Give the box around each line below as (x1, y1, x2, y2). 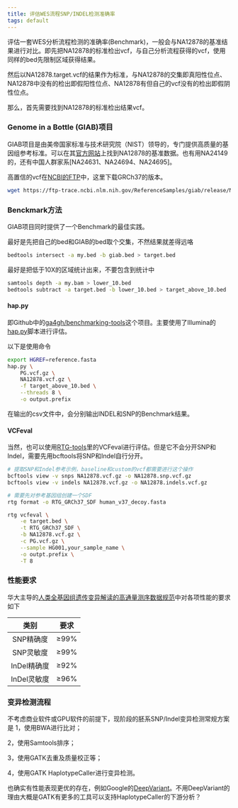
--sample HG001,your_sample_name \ (20, 544, 125, 551)
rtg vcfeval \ (7, 511, 50, 519)
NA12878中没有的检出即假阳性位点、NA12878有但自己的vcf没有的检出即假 (7, 79, 225, 87)
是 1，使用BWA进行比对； (7, 724, 82, 732)
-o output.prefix (20, 396, 72, 403)
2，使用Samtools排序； (7, 738, 76, 747)
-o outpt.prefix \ (20, 550, 74, 558)
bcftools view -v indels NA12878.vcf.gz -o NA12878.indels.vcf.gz (7, 479, 208, 486)
